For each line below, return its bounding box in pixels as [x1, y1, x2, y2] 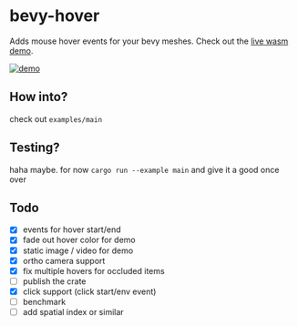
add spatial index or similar [22, 306, 125, 317]
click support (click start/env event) [22, 286, 157, 297]
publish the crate [22, 275, 87, 287]
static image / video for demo [22, 245, 134, 256]
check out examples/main [9, 113, 103, 124]
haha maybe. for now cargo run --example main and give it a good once [9, 164, 280, 175]
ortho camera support [22, 255, 106, 266]
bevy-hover [9, 5, 100, 26]
